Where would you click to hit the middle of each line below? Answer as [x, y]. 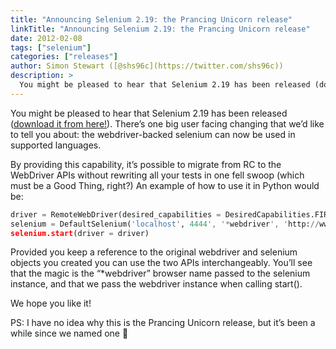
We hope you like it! [51, 303]
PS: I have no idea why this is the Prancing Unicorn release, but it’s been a [163, 323]
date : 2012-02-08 [46, 38]
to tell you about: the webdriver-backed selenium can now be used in [153, 134]
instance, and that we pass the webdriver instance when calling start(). [156, 284]
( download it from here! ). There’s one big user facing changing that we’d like [167, 123]
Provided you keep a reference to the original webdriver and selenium [154, 252]
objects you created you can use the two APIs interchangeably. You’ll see [161, 263]
